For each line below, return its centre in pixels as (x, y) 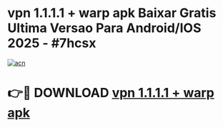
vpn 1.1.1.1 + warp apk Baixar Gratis (112, 13)
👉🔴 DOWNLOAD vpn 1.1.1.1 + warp (111, 93)
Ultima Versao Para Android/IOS (104, 28)
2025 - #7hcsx (52, 43)
